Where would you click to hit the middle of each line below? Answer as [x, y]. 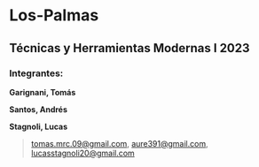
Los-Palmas [54, 15]
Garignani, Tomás [43, 92]
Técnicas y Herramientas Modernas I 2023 [129, 48]
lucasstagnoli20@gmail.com [82, 153]
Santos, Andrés [39, 109]
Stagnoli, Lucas [39, 126]
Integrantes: [36, 73]
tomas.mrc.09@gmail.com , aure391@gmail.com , [119, 143]
